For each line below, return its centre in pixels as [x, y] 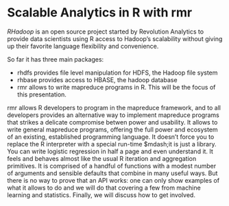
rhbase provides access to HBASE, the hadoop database [97, 79]
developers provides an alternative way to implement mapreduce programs [113, 115]
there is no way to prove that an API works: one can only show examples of [113, 180]
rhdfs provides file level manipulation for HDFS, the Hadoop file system [117, 73]
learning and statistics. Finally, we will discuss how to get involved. [101, 195]
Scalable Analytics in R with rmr [100, 13]
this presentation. [42, 94]
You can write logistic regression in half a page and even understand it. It [110, 151]
